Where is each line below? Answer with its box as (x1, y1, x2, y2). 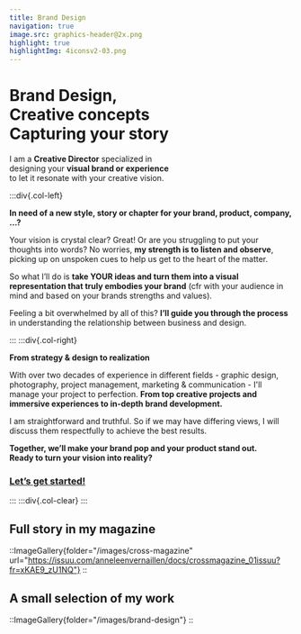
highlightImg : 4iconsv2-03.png (9, 47, 127, 56)
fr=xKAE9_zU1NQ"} (9, 565, 81, 575)
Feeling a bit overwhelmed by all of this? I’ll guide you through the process (9, 308, 289, 319)
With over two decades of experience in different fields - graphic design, (9, 370, 279, 381)
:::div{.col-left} (9, 190, 63, 201)
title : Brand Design (9, 13, 87, 23)
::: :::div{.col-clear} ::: (9, 495, 88, 506)
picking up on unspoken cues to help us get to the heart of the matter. (9, 254, 269, 265)
